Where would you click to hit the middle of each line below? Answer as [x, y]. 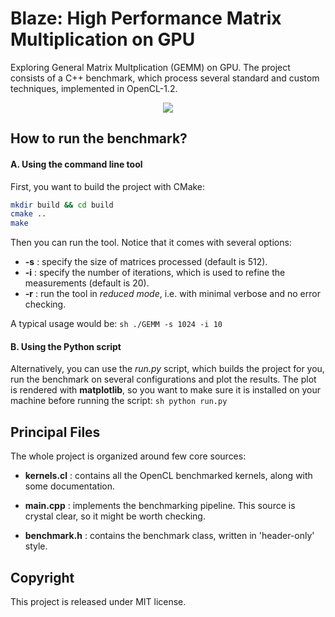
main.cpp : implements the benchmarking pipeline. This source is [160, 506]
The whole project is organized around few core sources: [128, 456]
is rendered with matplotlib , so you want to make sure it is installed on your [166, 390]
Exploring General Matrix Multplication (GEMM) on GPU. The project [150, 67]
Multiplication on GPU [103, 39]
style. [36, 546]
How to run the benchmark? [99, 138]
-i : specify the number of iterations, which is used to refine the [155, 273]
